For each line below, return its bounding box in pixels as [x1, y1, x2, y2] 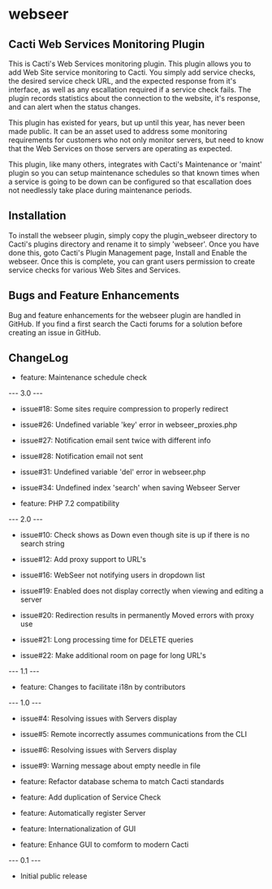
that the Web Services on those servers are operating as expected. [8, 144, 233, 153]
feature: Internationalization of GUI [19, 824, 136, 834]
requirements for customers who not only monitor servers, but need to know [8, 135, 264, 145]
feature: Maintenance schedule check [19, 373, 148, 382]
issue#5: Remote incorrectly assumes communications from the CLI [19, 730, 248, 739]
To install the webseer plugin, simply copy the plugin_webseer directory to [8, 230, 257, 240]
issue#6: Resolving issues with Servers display [19, 745, 177, 755]
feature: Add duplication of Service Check [19, 792, 162, 802]
